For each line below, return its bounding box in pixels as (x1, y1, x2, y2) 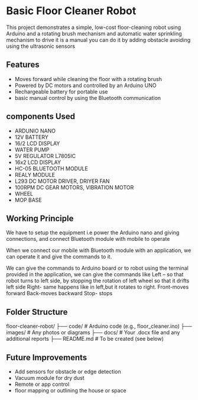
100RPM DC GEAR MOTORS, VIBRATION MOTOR (14, 183, 134, 191)
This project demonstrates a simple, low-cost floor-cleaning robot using (6, 24, 181, 31)
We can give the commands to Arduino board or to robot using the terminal (6, 264, 189, 272)
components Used (6, 111, 76, 122)
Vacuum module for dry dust (14, 375, 85, 381)
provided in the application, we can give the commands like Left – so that (6, 271, 184, 278)
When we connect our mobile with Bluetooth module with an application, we (6, 247, 191, 254)
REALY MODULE (14, 171, 55, 178)
